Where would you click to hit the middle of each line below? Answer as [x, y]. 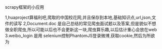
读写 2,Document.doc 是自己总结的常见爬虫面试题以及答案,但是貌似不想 [85, 24]
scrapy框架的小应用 [25, 7]
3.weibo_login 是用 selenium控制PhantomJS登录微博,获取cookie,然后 [74, 36]
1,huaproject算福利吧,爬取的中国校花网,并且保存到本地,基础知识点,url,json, [79, 17]
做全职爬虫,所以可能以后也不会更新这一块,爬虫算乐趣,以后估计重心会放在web [81, 30]
